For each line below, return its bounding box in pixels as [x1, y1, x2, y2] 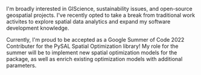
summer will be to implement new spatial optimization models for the [6, 49, 177, 56]
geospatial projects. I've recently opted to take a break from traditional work [6, 11, 195, 19]
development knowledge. [6, 24, 69, 31]
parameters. [6, 62, 37, 69]
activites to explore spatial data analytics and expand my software [6, 18, 171, 25]
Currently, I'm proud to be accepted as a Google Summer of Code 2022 [6, 36, 185, 43]
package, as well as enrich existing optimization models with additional [6, 56, 183, 62]
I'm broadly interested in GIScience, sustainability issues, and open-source [6, 5, 193, 12]
